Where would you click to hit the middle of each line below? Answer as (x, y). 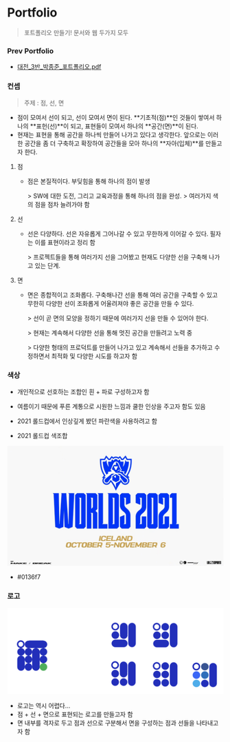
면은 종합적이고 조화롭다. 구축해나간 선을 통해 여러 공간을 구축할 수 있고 (123, 295)
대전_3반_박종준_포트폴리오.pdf (59, 67)
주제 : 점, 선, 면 (44, 103)
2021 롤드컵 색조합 (42, 435)
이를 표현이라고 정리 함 (65, 242)
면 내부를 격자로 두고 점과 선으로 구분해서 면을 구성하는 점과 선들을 (106, 723)
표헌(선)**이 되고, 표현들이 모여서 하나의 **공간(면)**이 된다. (117, 126)
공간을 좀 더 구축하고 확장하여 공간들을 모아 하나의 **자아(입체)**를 (114, 143)
